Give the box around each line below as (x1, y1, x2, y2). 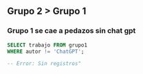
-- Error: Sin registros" (7, 60, 81, 67)
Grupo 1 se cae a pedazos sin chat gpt (7, 26, 136, 36)
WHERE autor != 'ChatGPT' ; (7, 48, 85, 55)
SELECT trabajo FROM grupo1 (7, 41, 88, 49)
